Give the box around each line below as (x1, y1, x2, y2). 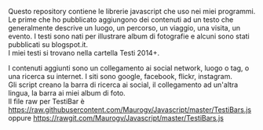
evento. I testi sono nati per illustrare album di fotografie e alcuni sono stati (8, 31, 250, 41)
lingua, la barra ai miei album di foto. (8, 88, 126, 97)
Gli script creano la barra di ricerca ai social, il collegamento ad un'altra (8, 80, 239, 89)
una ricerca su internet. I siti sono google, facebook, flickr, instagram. (8, 72, 233, 81)
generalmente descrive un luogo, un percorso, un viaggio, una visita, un (8, 23, 241, 32)
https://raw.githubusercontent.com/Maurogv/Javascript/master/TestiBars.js (8, 105, 252, 114)
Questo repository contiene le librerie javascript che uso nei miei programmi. (8, 7, 256, 16)
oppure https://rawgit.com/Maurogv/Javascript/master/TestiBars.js (8, 114, 224, 122)
